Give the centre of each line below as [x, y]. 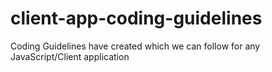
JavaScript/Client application [70, 56]
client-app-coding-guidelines [136, 18]
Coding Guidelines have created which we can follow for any [135, 46]
